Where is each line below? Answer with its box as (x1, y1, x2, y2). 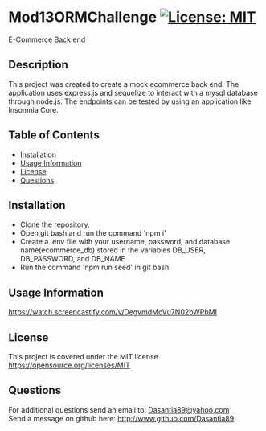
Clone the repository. (19, 220, 90, 229)
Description (8, 58, 68, 72)
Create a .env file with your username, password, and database (19, 237, 231, 247)
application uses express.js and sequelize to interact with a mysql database (8, 88, 259, 97)
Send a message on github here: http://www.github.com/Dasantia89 (8, 413, 235, 423)
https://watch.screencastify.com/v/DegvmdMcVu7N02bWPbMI (8, 307, 218, 317)
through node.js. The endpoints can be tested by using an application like (8, 96, 252, 106)
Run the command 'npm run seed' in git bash (19, 262, 170, 273)
